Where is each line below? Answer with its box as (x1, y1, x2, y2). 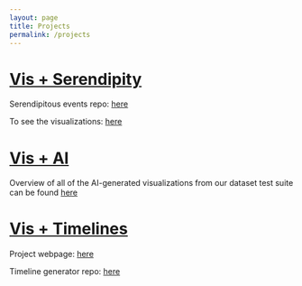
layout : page (9, 13, 59, 23)
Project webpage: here (9, 249, 95, 260)
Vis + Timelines (9, 218, 128, 239)
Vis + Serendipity (9, 69, 142, 89)
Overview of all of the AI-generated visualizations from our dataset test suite (9, 178, 294, 189)
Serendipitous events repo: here (9, 98, 129, 109)
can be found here (9, 187, 78, 198)
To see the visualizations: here (9, 116, 123, 127)
